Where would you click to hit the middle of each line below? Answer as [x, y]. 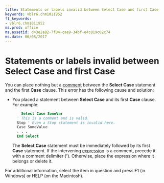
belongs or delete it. [32, 161]
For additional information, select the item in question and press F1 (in [75, 171]
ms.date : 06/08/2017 [26, 37]
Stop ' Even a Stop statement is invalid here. [66, 122]
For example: [25, 104]
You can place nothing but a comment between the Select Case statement [80, 85]
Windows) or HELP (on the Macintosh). [44, 176]
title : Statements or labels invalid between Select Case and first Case [82, 10]
